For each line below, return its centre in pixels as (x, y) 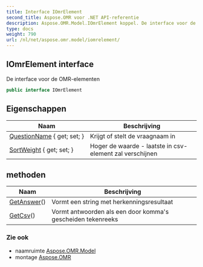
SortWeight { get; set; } (41, 150)
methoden (26, 175)
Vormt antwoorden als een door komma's (110, 212)
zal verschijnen (136, 153)
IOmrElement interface (50, 64)
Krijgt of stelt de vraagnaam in (133, 136)
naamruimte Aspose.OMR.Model (55, 251)
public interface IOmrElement (44, 90)
